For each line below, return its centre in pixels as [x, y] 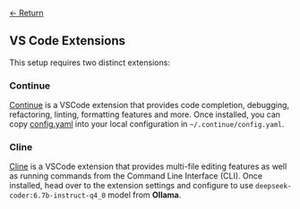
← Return [26, 13]
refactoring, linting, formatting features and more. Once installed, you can [145, 114]
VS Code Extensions [68, 41]
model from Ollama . [144, 195]
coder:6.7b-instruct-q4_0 [57, 196]
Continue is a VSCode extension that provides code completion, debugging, [149, 105]
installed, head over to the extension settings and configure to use [131, 186]
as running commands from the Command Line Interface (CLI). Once [136, 176]
